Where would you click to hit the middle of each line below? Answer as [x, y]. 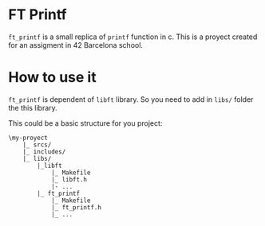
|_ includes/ [44, 152]
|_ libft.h [69, 179]
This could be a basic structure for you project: [85, 123]
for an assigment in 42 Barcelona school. [76, 45]
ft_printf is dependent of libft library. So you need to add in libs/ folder [131, 99]
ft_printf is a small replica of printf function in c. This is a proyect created [133, 37]
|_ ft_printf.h [76, 207]
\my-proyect [28, 138]
